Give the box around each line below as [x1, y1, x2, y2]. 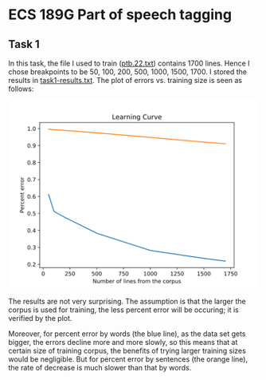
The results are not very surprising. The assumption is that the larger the [8, 297, 246, 306]
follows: [8, 84, 34, 93]
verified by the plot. [8, 314, 72, 323]
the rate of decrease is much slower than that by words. [8, 363, 192, 372]
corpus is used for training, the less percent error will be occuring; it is [8, 305, 239, 315]
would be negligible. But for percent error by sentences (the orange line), [8, 354, 248, 364]
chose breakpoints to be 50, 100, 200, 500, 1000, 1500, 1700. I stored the [8, 67, 248, 77]
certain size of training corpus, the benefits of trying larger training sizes [8, 346, 247, 355]
